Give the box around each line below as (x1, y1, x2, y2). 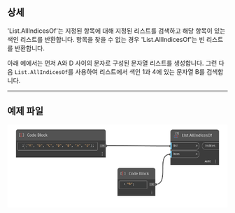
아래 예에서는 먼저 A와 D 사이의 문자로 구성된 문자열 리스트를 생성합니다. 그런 (7, 59, 218, 67)
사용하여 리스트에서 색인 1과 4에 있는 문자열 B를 (75, 67, 205, 75)
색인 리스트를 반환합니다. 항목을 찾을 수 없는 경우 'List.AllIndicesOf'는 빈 (7, 35, 205, 43)
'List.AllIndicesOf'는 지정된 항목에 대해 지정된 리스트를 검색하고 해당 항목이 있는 (7, 27, 226, 35)
